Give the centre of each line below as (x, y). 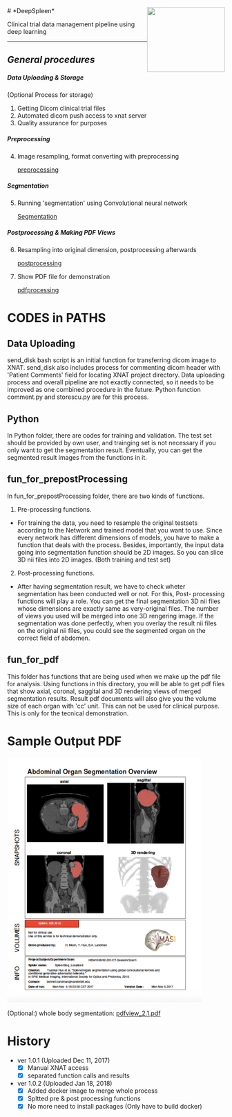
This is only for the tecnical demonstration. (68, 713)
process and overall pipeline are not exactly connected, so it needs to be (110, 382)
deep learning (27, 32)
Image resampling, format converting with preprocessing (98, 157)
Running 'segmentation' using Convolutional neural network (102, 203)
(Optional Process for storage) (50, 95)
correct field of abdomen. (54, 638)
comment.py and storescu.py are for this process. (78, 397)
